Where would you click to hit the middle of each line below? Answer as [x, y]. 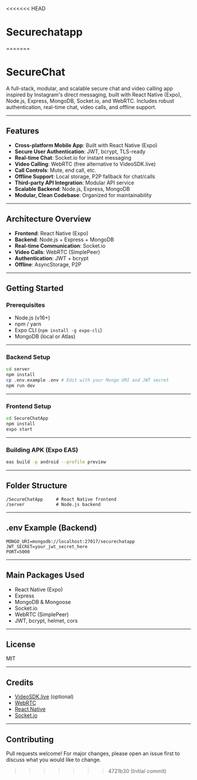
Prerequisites [26, 305]
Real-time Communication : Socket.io [60, 245]
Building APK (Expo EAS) [42, 450]
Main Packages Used [45, 575]
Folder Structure [37, 486]
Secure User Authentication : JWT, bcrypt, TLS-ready [80, 151]
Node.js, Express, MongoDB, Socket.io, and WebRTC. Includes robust [90, 101]
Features [23, 131]
